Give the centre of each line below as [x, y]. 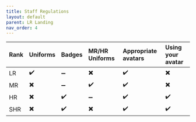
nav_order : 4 [22, 28]
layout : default [26, 17]
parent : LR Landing [30, 22]
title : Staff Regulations [37, 11]
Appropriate [140, 51]
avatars [134, 58]
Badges [72, 55]
